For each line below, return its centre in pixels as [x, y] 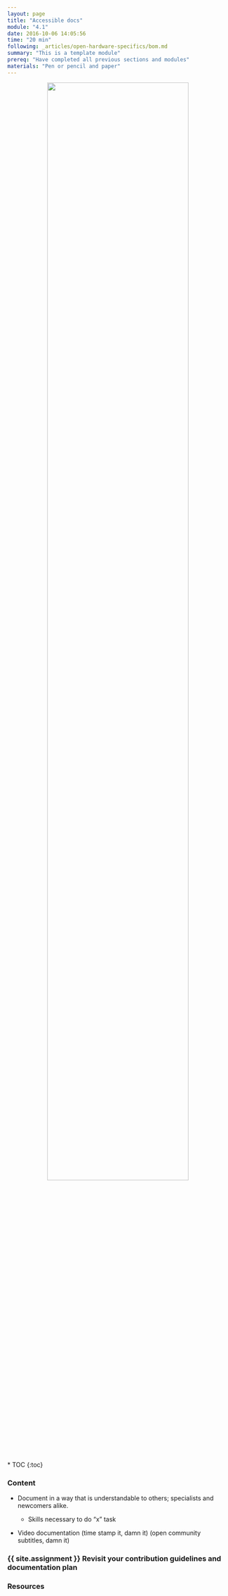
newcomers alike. [43, 1505]
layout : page [26, 14]
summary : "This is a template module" [64, 53]
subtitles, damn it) [43, 1540]
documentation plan [42, 1567]
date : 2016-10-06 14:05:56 [47, 33]
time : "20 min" [29, 40]
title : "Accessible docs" [45, 20]
